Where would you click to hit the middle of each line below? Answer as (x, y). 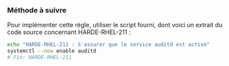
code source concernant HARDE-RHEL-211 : (69, 32)
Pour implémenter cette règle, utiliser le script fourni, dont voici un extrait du (115, 25)
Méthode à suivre (37, 10)
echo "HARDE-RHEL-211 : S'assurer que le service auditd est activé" (109, 45)
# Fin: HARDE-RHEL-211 (39, 57)
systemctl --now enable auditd (52, 51)
